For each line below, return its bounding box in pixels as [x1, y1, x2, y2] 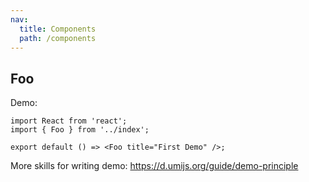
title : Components [19, 24, 97, 34]
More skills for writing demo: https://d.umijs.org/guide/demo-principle [10, 160, 299, 172]
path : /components [19, 33, 97, 43]
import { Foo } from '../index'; [10, 125, 150, 135]
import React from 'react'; [10, 116, 128, 126]
